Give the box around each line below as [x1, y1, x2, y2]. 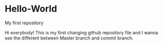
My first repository [5, 20, 44, 26]
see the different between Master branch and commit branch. [5, 35, 134, 41]
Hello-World [5, 3, 57, 15]
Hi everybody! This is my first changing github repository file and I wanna [5, 29, 158, 35]
